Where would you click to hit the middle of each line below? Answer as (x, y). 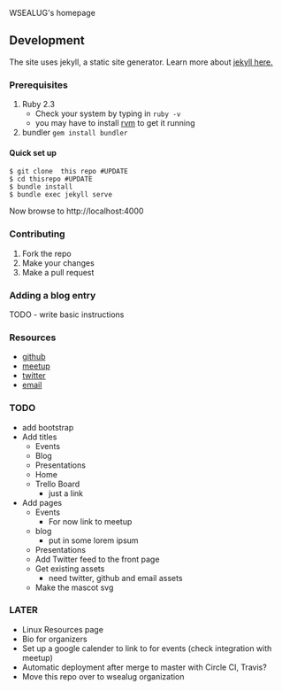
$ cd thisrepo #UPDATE (51, 179)
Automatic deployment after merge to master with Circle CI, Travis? (144, 667)
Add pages (42, 502)
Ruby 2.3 (38, 105)
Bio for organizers (54, 639)
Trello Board (57, 484)
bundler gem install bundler (75, 133)
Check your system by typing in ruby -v (108, 113)
